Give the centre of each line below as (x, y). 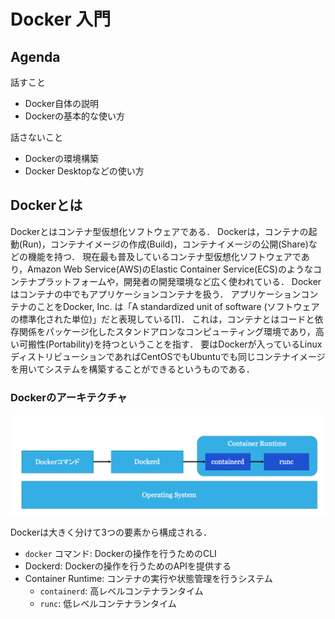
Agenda (35, 56)
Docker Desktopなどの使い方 (84, 171)
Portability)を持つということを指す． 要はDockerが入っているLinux (185, 344)
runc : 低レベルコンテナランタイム (108, 604)
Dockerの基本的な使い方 (75, 116)
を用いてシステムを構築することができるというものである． (132, 369)
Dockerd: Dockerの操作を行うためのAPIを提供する (128, 566)
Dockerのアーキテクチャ (69, 397)
